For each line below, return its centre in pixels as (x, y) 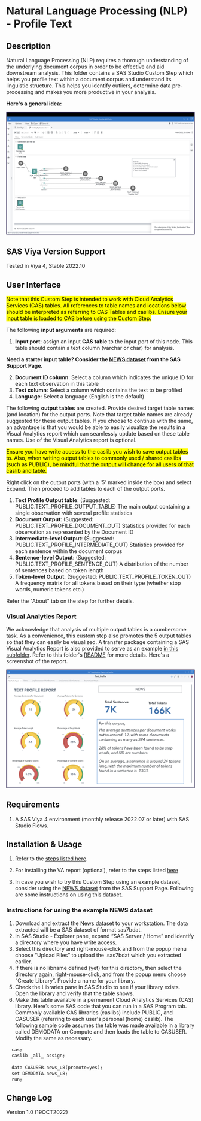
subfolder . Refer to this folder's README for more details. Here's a (88, 655)
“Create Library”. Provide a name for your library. (75, 980)
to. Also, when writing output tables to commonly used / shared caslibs (94, 458)
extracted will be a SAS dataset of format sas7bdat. (78, 929)
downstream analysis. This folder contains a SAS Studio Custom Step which (100, 73)
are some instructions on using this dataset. (69, 895)
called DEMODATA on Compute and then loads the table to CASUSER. (101, 1031)
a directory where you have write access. (66, 942)
